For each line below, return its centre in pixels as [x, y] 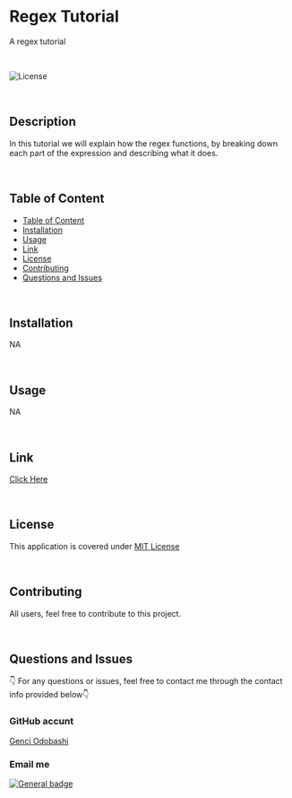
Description [43, 122]
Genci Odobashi [39, 741]
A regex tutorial [38, 41]
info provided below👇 [49, 695]
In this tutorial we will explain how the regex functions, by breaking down [143, 143]
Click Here [29, 479]
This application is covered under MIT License [94, 546]
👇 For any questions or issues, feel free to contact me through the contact [146, 681]
